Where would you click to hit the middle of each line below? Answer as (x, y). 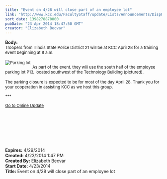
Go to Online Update (25, 106)
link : (11, 14)
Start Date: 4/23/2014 (28, 166)
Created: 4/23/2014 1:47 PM (34, 156)
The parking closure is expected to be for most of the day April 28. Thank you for (82, 82)
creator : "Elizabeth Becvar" (35, 28)
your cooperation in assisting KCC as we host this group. (59, 87)
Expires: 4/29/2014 (25, 150)
